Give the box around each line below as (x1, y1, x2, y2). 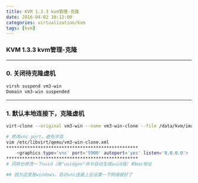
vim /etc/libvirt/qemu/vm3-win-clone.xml (6, 139, 110, 145)
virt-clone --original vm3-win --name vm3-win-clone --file (6, 123, 157, 129)
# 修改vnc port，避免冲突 (6, 133, 64, 139)
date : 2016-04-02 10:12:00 (6, 14, 72, 20)
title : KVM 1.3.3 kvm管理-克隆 (6, 8, 80, 15)
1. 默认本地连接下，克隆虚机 (6, 109, 85, 117)
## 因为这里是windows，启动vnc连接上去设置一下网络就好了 (6, 172, 133, 178)
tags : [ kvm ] (6, 25, 35, 31)
